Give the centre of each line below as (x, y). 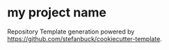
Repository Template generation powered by (71, 32)
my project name (57, 13)
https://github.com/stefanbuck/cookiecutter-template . (84, 38)
